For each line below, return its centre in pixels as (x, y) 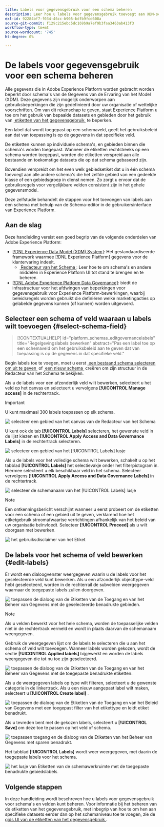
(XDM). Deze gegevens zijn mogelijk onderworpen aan (60, 99)
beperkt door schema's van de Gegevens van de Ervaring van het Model (78, 94)
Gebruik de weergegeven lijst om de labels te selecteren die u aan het (75, 643)
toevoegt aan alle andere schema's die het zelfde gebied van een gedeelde (81, 174)
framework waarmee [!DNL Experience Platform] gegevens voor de (80, 257)
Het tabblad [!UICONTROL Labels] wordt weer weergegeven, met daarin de (81, 752)
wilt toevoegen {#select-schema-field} (66, 327)
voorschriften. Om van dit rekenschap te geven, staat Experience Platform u (81, 110)
